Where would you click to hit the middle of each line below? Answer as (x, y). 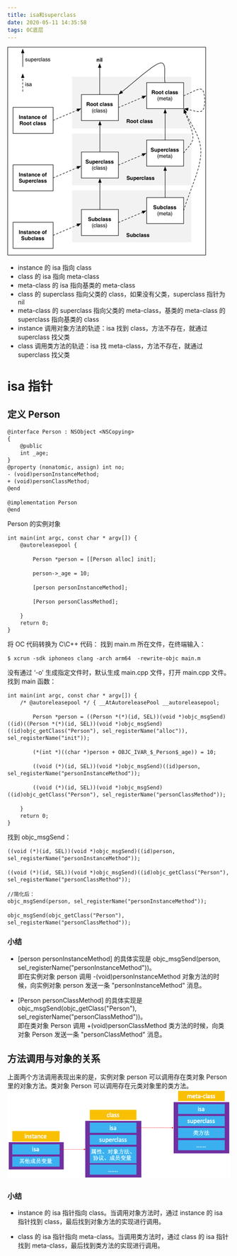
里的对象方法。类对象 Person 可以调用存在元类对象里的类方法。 (100, 1086)
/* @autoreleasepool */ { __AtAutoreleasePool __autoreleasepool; (120, 703)
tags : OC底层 (25, 30)
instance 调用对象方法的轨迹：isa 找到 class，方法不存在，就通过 (112, 329)
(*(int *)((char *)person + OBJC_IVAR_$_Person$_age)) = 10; (125, 753)
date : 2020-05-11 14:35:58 (47, 22)
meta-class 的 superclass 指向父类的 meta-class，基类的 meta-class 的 (122, 311)
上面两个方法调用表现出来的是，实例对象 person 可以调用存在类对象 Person (117, 1077)
